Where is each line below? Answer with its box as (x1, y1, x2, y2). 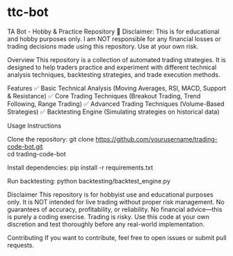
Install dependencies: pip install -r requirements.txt (7, 163, 153, 172)
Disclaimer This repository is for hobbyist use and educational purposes (7, 190, 214, 199)
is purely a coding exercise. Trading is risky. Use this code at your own (7, 212, 210, 220)
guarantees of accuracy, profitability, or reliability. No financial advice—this (7, 205, 223, 213)
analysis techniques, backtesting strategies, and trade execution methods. (7, 70, 220, 79)
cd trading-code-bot (7, 149, 66, 158)
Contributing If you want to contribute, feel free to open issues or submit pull (7, 233, 227, 241)
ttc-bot (7, 4, 49, 20)
